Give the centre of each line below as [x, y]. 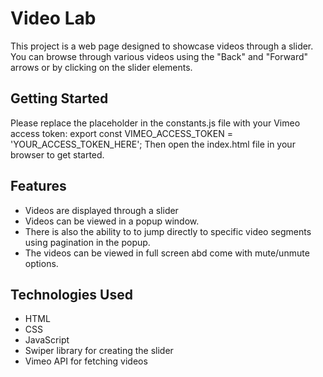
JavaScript [47, 340]
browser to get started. [57, 154]
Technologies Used [71, 294]
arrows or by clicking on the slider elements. [101, 67]
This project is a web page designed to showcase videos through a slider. [162, 46]
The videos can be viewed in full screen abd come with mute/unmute [167, 253]
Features [38, 186]
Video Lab [53, 18]
